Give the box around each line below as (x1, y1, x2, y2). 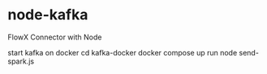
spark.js (7, 56, 34, 66)
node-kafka (7, 6, 88, 24)
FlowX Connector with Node (7, 32, 102, 42)
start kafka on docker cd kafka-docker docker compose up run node (7, 47, 238, 57)
